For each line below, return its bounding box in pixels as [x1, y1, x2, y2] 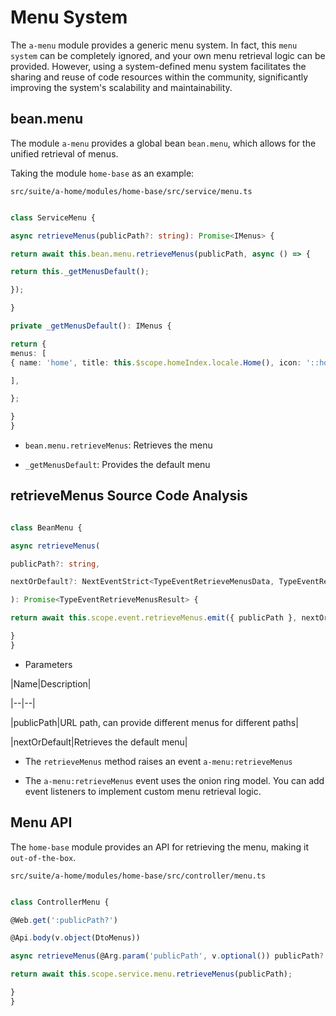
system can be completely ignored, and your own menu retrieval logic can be [10, 49, 326, 61]
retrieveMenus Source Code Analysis [10, 487, 248, 505]
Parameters [24, 658, 73, 670]
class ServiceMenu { [10, 212, 97, 223]
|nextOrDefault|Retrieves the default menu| [10, 736, 188, 748]
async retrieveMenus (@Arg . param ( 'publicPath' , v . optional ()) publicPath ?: [10, 951, 329, 961]
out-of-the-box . [10, 851, 77, 863]
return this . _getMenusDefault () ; [10, 267, 150, 277]
